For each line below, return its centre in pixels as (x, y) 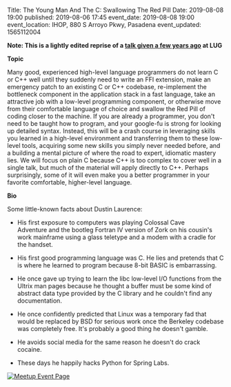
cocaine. (30, 349)
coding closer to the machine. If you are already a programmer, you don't (111, 116)
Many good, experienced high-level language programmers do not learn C (113, 72)
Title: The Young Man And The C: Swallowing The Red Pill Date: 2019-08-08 (115, 10)
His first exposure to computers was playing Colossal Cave (101, 223)
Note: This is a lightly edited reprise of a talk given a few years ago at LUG (115, 45)
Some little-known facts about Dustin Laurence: (75, 209)
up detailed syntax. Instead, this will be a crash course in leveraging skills (111, 131)
